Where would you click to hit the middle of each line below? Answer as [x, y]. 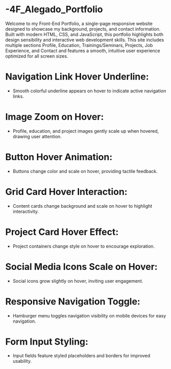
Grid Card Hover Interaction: [66, 192]
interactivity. [26, 211]
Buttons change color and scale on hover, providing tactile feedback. [85, 171]
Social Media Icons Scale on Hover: [81, 267]
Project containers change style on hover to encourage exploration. [83, 246]
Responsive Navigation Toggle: [73, 301]
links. [18, 96]
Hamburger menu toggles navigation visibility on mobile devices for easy [89, 315]
